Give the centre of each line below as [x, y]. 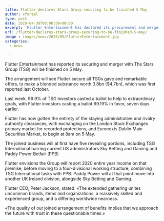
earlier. [12, 109]
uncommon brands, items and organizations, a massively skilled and [74, 193]
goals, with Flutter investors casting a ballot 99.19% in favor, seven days [77, 103]
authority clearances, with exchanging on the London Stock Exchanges [77, 123]
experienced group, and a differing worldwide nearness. [62, 199]
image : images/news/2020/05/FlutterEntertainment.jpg [62, 37]
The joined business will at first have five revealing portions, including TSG [80, 143]
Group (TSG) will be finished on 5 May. [44, 69]
